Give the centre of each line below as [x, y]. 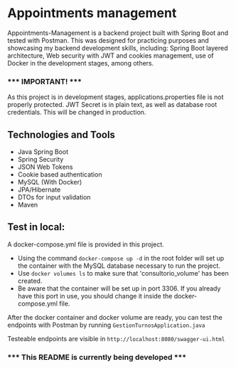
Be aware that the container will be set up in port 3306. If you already [119, 288]
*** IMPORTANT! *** [45, 81]
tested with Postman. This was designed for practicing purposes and [108, 40]
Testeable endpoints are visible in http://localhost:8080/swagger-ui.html [116, 338]
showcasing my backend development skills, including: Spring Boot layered [118, 48]
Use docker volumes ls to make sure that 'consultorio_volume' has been [123, 273]
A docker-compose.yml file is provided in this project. [86, 244]
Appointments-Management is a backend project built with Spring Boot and [118, 33]
